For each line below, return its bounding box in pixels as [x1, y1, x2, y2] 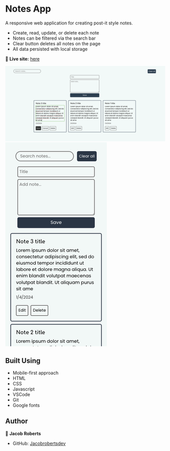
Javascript [12, 386, 35, 392]
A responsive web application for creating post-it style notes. [5, 20, 133, 26]
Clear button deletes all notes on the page [12, 40, 100, 46]
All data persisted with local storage [12, 46, 88, 52]
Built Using [5, 356, 41, 365]
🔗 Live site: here [5, 55, 40, 62]
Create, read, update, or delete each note [12, 29, 99, 36]
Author [5, 417, 28, 426]
